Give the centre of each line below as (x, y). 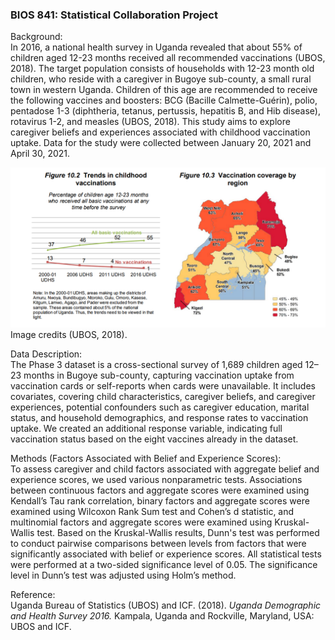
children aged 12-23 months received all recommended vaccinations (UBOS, (168, 58)
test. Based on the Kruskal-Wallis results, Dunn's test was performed (178, 533)
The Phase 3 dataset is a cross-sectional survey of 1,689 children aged (156, 365)
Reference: (33, 595)
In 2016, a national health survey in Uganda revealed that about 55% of (156, 47)
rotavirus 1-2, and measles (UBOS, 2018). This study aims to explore (150, 122)
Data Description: (46, 354)
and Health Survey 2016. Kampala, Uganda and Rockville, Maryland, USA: (162, 616)
